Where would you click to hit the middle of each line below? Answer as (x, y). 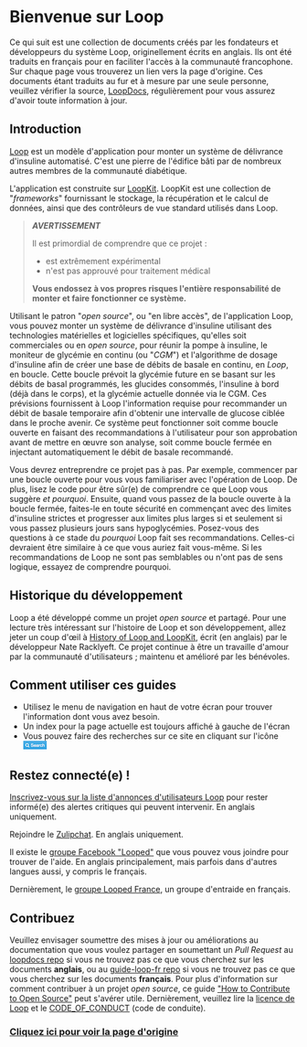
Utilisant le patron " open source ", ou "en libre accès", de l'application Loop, (152, 315)
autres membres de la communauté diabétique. (98, 170)
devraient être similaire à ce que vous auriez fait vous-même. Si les (136, 547)
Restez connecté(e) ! (70, 775)
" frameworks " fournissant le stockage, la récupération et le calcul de (139, 198)
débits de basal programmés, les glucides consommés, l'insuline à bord (144, 384)
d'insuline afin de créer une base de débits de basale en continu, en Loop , (149, 364)
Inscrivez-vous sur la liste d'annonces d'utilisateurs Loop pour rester (139, 797)
